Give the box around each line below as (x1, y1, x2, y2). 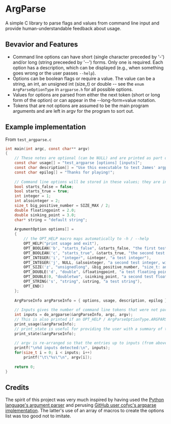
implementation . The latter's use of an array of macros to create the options (5, 408, 164, 414)
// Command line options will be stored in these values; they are (14, 179, 160, 184)
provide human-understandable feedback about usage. (5, 25, 122, 31)
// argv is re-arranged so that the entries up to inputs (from (14, 340, 154, 346)
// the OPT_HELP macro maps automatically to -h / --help (23, 236, 149, 241)
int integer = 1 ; (14, 193, 51, 199)
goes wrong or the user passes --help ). (12, 70, 96, 76)
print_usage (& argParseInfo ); (14, 321, 76, 327)
